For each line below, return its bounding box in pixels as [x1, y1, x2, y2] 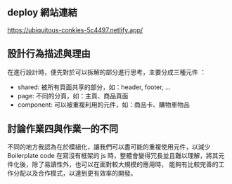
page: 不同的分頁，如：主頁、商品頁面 [17, 91, 129, 100]
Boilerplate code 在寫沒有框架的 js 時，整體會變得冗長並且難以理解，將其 [7, 152, 219, 160]
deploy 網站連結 [7, 6, 77, 19]
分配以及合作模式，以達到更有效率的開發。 [13, 169, 137, 178]
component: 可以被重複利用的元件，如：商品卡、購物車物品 [17, 100, 190, 109]
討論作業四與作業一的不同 [7, 123, 118, 135]
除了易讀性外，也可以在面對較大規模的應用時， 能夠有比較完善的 [31, 160, 219, 169]
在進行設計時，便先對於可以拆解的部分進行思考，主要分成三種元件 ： [7, 67, 206, 76]
